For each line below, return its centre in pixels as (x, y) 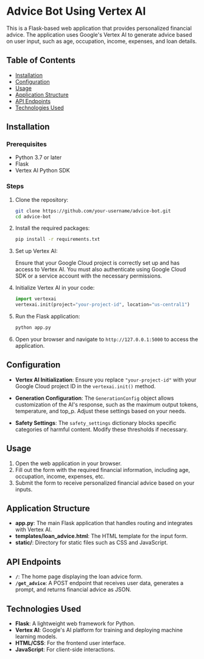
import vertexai (36, 299)
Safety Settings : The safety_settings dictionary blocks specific (96, 422)
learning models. (36, 636)
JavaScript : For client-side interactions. (65, 650)
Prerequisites (26, 144)
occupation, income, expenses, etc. (60, 476)
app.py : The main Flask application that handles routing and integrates (104, 523)
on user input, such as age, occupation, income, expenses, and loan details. (102, 41)
